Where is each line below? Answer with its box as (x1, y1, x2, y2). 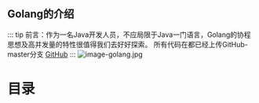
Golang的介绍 (7, 7, 75, 21)
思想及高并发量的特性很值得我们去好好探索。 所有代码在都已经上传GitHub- (7, 39, 249, 49)
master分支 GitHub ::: (7, 50, 76, 59)
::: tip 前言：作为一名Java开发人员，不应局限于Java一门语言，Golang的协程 (7, 30, 252, 39)
